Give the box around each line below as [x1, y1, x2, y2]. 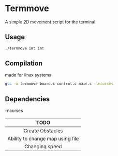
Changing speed [24, 143, 62, 150]
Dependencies [5, 95, 50, 103]
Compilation [5, 59, 43, 68]
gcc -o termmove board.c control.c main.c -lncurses [5, 81, 114, 86]
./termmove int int [5, 46, 44, 51]
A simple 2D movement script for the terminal [5, 19, 96, 25]
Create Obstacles [23, 127, 63, 134]
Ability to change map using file [7, 135, 79, 142]
